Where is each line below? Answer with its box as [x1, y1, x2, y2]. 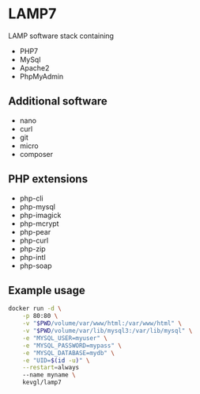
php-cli [19, 193, 43, 203]
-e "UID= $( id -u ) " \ [22, 356, 90, 365]
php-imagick [19, 210, 62, 220]
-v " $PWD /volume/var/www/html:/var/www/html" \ [22, 319, 182, 327]
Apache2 [19, 63, 50, 72]
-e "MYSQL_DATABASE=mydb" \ [22, 349, 115, 357]
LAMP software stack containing [8, 31, 115, 40]
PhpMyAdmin [19, 71, 64, 81]
